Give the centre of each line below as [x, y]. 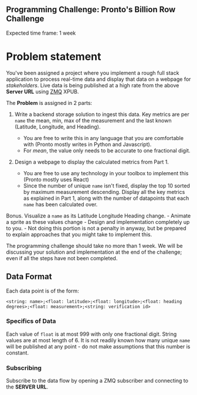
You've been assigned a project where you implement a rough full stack [93, 73]
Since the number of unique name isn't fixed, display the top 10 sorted [107, 185]
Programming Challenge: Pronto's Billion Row [91, 10]
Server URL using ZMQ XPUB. [43, 91]
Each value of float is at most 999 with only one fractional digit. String [91, 334]
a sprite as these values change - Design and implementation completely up [98, 222]
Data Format [29, 277]
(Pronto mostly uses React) [56, 179]
